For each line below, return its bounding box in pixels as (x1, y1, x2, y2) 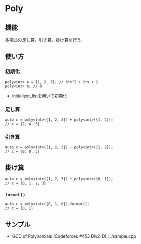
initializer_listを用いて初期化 (12, 93, 68, 99)
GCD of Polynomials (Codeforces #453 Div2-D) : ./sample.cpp (12, 233, 136, 239)
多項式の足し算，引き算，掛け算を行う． (5, 37, 85, 43)
